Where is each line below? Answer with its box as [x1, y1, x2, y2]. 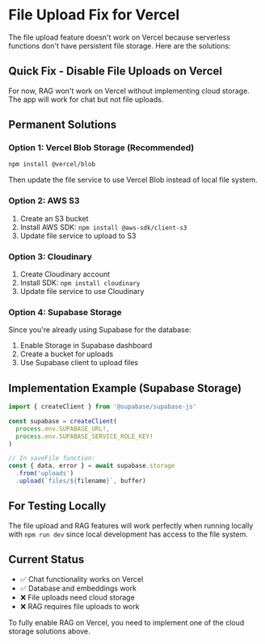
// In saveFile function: [8, 454, 95, 462]
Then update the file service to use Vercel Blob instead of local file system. [8, 175, 258, 185]
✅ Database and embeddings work [19, 583, 137, 593]
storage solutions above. [8, 626, 90, 636]
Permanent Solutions [8, 118, 117, 132]
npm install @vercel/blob [8, 160, 95, 169]
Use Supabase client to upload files [19, 358, 139, 368]
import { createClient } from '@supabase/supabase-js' [8, 402, 197, 411]
